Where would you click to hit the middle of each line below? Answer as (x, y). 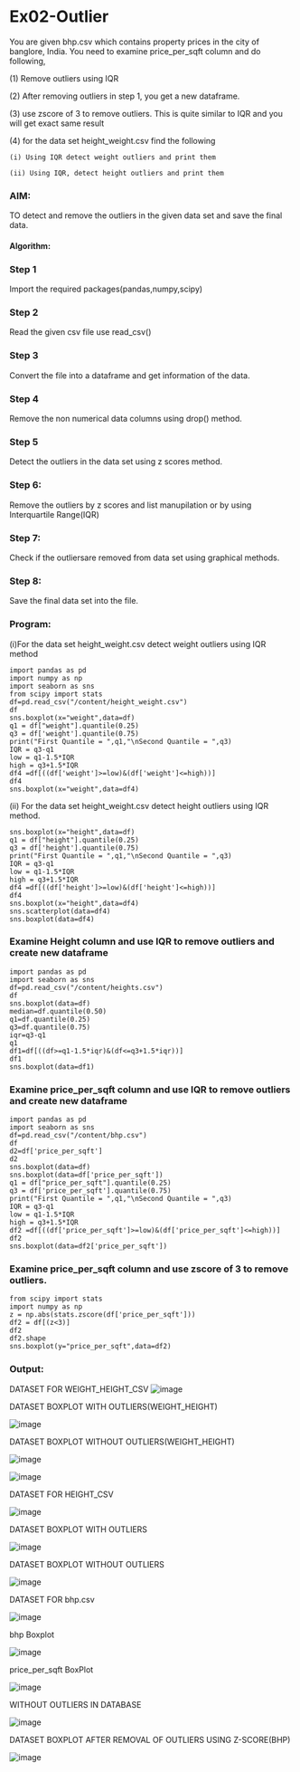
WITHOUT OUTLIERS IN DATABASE (75, 1704)
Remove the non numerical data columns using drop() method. (126, 419)
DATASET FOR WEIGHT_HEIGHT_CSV (79, 1389)
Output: (27, 1369)
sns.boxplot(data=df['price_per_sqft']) (87, 1175)
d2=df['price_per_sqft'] (56, 1151)
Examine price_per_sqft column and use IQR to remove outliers (150, 1090)
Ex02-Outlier (59, 17)
